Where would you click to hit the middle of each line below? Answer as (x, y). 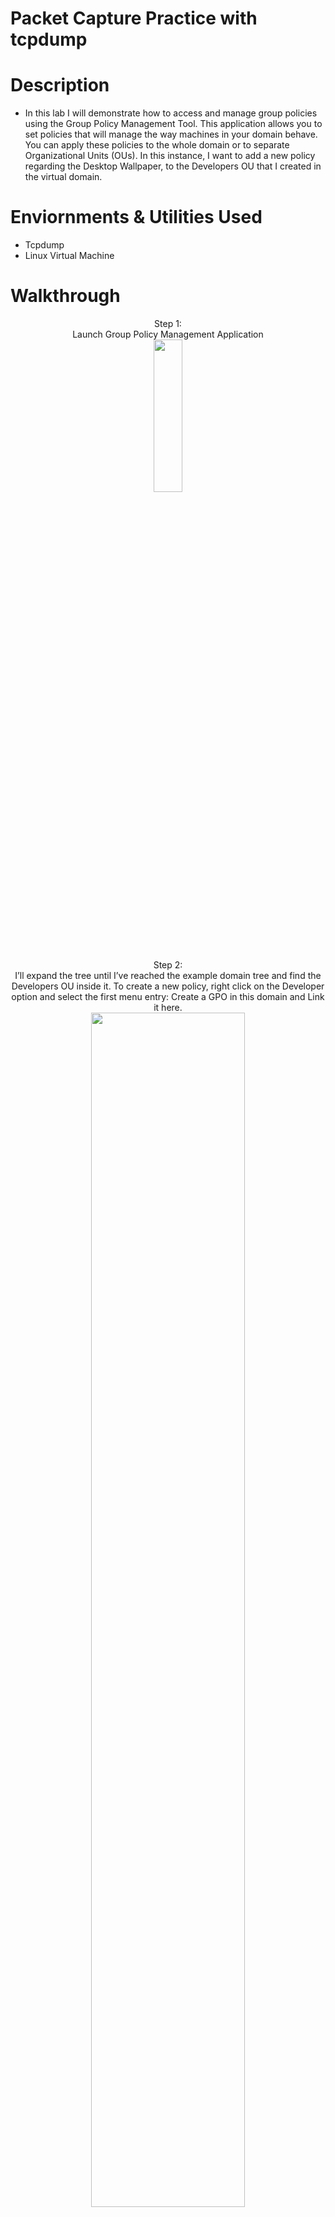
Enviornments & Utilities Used (136, 217)
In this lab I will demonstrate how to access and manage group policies (171, 113)
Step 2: (168, 965)
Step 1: (168, 323)
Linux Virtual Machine (69, 256)
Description (60, 85)
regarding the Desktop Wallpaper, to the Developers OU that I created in (173, 166)
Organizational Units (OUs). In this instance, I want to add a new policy (170, 156)
